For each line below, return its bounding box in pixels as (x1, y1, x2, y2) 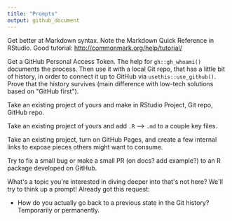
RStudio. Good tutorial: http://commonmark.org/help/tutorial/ (7, 43, 182, 52)
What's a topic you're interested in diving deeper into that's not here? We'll (7, 177, 223, 186)
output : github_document (7, 17, 80, 24)
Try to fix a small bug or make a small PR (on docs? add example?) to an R (7, 156, 221, 165)
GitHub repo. (7, 108, 44, 116)
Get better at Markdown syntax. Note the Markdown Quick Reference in (7, 36, 214, 44)
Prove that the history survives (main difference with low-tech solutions (7, 79, 214, 88)
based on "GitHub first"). (7, 87, 79, 95)
